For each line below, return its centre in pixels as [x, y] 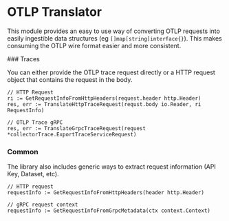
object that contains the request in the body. [70, 79]
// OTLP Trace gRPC [35, 122]
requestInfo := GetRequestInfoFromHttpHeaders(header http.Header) [106, 193]
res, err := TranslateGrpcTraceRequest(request [77, 128]
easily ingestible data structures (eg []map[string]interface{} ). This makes [115, 38]
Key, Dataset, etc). [33, 174]
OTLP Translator [54, 12]
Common [23, 151]
